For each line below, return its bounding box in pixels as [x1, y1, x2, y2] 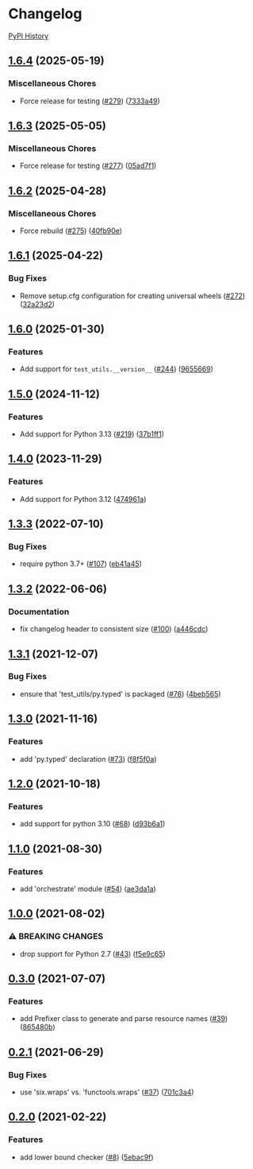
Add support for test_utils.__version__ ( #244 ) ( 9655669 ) [19, 364, 214, 374]
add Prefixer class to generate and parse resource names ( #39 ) [19, 1014, 228, 1023]
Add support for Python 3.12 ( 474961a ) [19, 494, 147, 503]
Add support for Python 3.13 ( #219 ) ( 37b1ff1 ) [19, 429, 165, 439]
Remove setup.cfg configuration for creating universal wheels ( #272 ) [19, 291, 246, 301]
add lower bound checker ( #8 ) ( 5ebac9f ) [19, 1152, 154, 1162]
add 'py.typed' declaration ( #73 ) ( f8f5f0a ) [19, 754, 157, 763]
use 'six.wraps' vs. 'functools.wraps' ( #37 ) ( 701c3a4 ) [19, 1087, 194, 1097]
